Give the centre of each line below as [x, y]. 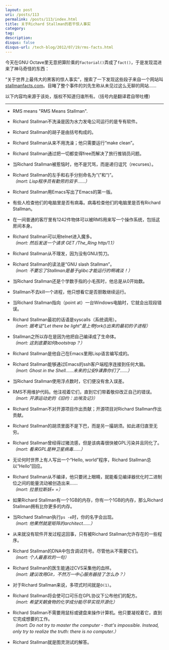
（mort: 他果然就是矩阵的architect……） [54, 523]
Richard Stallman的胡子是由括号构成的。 [54, 132]
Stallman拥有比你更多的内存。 [44, 506]
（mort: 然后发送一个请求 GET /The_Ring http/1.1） [65, 242]
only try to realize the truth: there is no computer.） [66, 631]
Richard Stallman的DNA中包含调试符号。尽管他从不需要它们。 [76, 551]
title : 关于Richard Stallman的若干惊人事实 [48, 24]
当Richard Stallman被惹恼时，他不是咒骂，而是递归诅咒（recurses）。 [84, 164]
